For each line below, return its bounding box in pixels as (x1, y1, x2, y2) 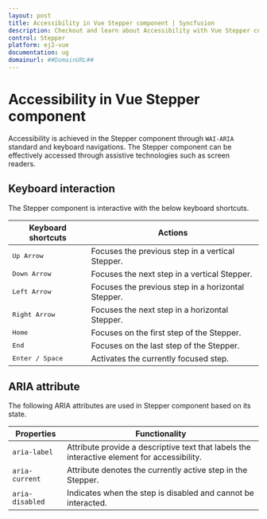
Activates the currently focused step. (91, 353, 229, 364)
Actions (157, 227, 188, 238)
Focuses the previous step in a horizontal (91, 281, 245, 292)
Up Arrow (12, 252, 44, 260)
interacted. (67, 498, 107, 509)
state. (8, 409, 27, 419)
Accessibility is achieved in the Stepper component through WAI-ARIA (8, 133, 234, 143)
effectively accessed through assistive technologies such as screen (8, 150, 230, 160)
